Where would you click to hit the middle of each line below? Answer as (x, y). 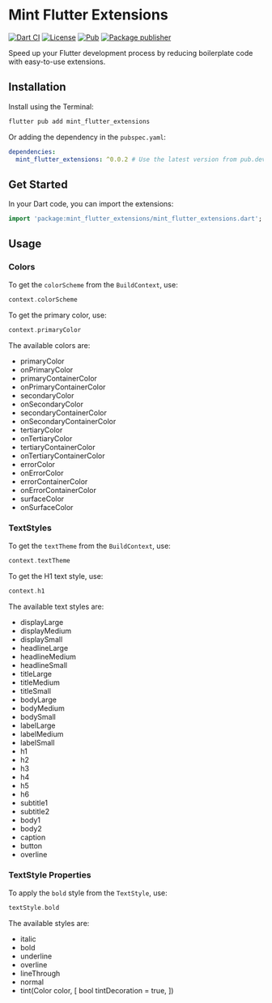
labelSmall (37, 742)
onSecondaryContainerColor (68, 421)
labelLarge (38, 725)
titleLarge (36, 674)
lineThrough (40, 973)
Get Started (38, 184)
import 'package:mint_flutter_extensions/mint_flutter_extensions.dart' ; (136, 219)
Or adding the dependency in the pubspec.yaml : (87, 137)
